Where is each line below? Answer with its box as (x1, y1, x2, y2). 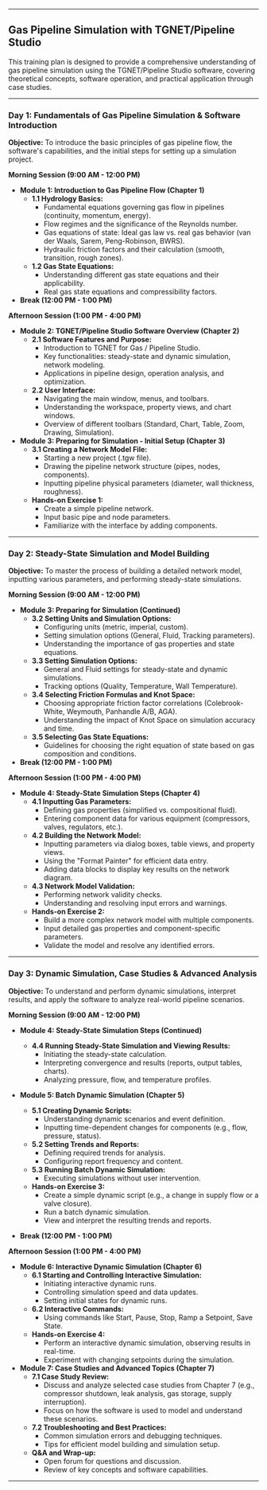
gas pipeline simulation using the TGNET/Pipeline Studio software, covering (8, 65, 256, 75)
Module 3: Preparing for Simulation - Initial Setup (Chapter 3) (19, 436, 226, 446)
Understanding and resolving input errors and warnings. (43, 899, 228, 908)
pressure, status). (43, 1131, 102, 1141)
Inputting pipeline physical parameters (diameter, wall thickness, (43, 478, 254, 488)
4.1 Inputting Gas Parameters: (31, 797, 132, 806)
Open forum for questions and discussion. (43, 1456, 181, 1465)
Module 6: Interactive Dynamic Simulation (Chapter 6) (19, 1262, 203, 1271)
